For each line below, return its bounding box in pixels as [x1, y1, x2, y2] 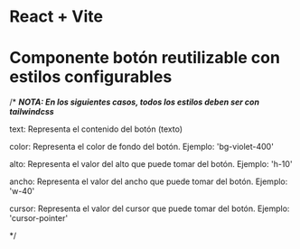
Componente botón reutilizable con [9, 48, 280, 69]
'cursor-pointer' [9, 213, 69, 224]
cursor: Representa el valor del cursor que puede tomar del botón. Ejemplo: [9, 203, 290, 214]
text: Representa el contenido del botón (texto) [9, 124, 183, 134]
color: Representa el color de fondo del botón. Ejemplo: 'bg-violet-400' [9, 142, 274, 152]
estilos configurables [9, 67, 173, 88]
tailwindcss [9, 106, 54, 117]
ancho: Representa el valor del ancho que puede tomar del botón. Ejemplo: [9, 176, 288, 187]
